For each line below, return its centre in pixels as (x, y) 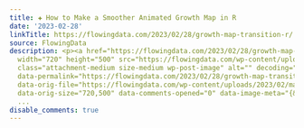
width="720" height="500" (66, 59)
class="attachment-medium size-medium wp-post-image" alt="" (135, 69)
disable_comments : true (54, 110)
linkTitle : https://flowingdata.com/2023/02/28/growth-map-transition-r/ (152, 34)
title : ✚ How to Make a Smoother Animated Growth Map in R (123, 18)
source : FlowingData (48, 43)
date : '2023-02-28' (46, 26)
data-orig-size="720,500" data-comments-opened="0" (117, 93)
